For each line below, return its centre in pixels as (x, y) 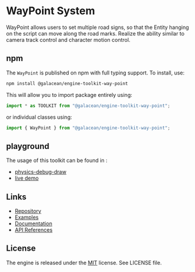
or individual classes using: (39, 117)
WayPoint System (51, 11)
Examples (27, 217)
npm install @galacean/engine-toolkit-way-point (67, 83)
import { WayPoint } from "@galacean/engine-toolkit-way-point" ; (88, 128)
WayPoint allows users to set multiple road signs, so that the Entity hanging (97, 27)
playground (28, 146)
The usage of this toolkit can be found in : (57, 160)
